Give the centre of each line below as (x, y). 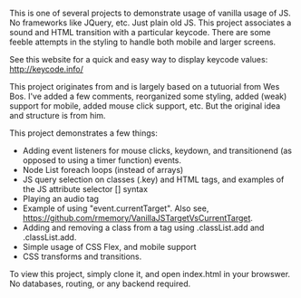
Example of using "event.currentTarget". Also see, (116, 208)
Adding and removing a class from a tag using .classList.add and (143, 227)
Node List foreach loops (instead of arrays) (103, 170)
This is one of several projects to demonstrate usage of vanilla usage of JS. (150, 13)
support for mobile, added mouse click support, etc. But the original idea (145, 106)
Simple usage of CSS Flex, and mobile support (109, 247)
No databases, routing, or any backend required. (100, 284)
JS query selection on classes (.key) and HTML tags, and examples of (153, 179)
